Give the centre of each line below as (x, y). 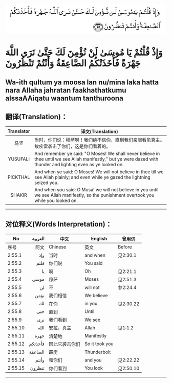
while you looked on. (56, 200)
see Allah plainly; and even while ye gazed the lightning (92, 177)
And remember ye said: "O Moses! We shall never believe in (97, 154)
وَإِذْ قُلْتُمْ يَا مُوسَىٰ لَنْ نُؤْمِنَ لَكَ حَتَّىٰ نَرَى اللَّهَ (84, 52)
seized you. (46, 183)
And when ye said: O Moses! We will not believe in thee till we (99, 172)
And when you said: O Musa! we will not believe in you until (96, 189)
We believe (96, 295)
